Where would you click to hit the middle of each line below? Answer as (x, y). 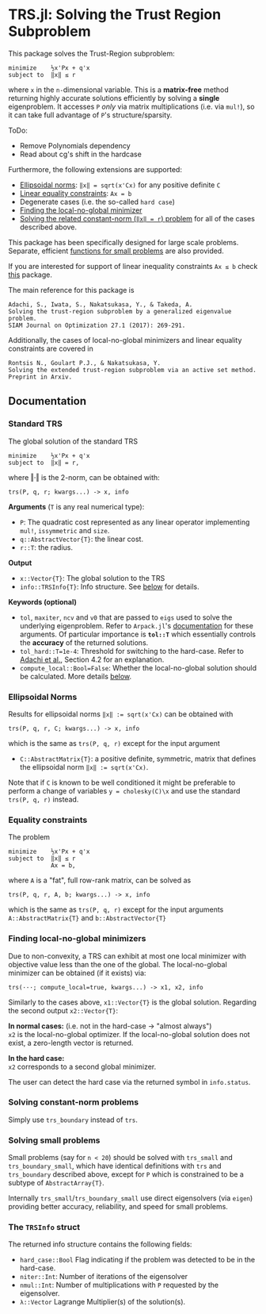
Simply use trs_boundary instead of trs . (73, 1120)
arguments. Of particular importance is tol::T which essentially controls (137, 634)
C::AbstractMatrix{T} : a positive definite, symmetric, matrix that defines (138, 759)
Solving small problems (54, 1140)
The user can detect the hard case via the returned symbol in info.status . (129, 1082)
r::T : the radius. (46, 547)
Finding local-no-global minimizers (77, 939)
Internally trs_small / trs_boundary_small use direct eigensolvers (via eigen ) (131, 1198)
